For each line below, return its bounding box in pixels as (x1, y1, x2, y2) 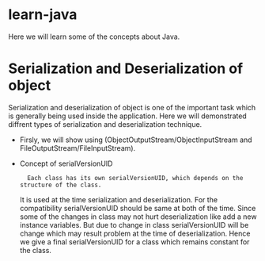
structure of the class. (19, 181, 102, 189)
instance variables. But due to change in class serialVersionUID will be (19, 220, 249, 229)
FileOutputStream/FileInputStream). (19, 143, 136, 152)
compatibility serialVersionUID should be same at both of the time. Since (19, 203, 256, 213)
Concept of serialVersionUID (19, 159, 113, 168)
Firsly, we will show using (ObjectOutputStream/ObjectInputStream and (19, 135, 252, 144)
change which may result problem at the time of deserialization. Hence (19, 228, 251, 238)
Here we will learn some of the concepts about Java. (8, 32, 180, 41)
